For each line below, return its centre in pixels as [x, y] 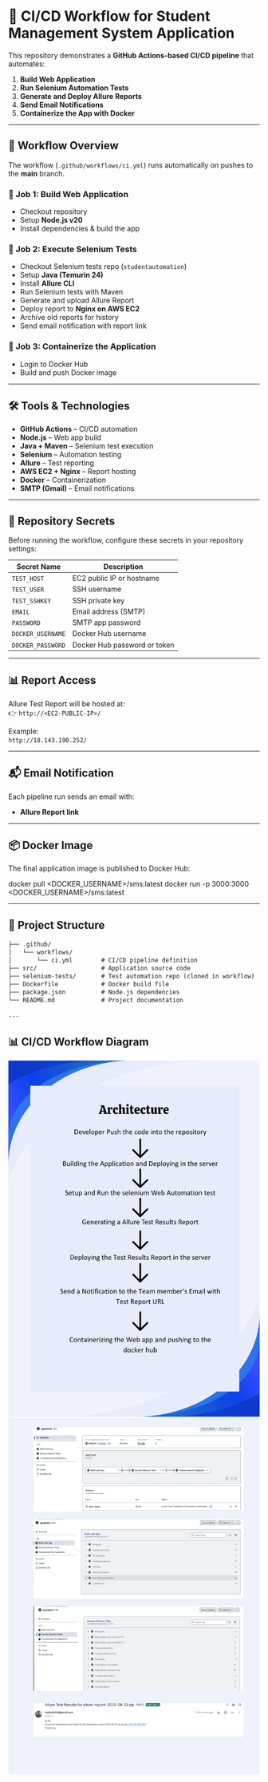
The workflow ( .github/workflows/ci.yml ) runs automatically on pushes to [131, 165]
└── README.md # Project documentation [96, 1001]
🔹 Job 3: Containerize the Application [82, 346]
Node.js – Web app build [61, 437]
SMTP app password [106, 622]
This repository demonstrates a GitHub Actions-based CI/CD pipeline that [131, 55]
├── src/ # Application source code [100, 969]
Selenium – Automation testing [71, 455]
